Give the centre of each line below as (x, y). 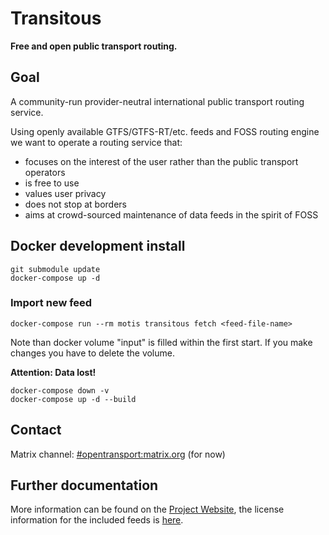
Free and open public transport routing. (94, 46)
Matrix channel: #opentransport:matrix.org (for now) (118, 454)
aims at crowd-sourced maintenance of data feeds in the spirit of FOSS (171, 214)
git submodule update (55, 269)
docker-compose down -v (60, 390)
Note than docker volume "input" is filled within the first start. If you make (161, 342)
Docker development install (98, 246)
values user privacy (65, 193)
